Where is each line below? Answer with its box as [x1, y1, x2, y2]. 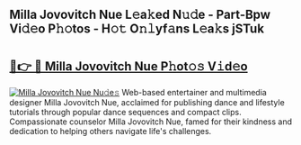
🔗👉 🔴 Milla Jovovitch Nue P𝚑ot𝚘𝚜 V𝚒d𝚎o [9, 59, 249, 74]
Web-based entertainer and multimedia [120, 87, 267, 97]
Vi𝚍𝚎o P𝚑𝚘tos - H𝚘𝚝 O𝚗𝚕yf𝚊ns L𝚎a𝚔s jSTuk [9, 22, 265, 37]
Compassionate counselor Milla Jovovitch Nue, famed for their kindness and [9, 116, 293, 127]
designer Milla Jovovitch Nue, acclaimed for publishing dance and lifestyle [9, 97, 285, 107]
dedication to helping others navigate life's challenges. [9, 126, 212, 136]
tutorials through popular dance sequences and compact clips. [9, 107, 243, 117]
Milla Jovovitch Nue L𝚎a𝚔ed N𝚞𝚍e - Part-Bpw [9, 7, 271, 23]
